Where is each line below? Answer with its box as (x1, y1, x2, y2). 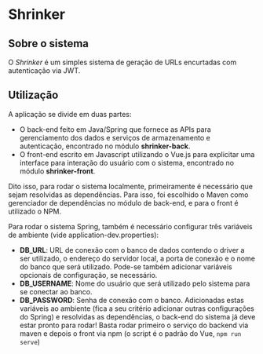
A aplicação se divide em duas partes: (8, 109, 132, 119)
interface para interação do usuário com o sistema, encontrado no (19, 158, 234, 167)
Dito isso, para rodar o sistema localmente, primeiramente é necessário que (8, 181, 254, 191)
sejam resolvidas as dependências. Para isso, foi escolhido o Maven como (8, 190, 249, 199)
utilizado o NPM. (8, 206, 62, 216)
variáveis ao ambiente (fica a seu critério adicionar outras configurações (19, 304, 255, 313)
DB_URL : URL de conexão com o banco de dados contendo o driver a (19, 245, 245, 254)
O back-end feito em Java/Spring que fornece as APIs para (19, 124, 212, 134)
